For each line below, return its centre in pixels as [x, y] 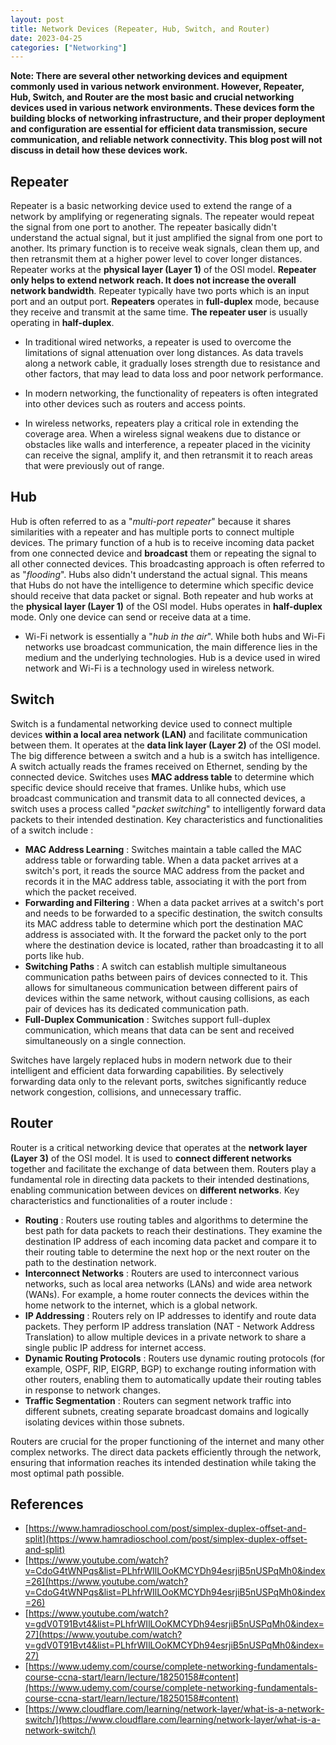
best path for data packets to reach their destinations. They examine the [173, 1230]
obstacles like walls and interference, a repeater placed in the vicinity [167, 445]
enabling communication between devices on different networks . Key [155, 1190]
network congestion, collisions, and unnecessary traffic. [126, 1092]
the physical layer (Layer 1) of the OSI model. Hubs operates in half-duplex [166, 606]
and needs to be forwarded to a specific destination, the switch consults [173, 913]
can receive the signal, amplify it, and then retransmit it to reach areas [168, 455]
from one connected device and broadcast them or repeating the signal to [163, 553]
